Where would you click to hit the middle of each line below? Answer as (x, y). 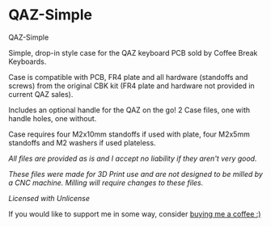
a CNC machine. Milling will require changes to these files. (106, 183)
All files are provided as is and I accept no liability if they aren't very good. (133, 158)
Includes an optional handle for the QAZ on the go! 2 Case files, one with (129, 110)
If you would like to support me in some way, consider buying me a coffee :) (135, 214)
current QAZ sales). (41, 94)
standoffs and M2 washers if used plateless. (82, 142)
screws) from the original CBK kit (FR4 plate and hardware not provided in (131, 86)
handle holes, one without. (53, 118)
